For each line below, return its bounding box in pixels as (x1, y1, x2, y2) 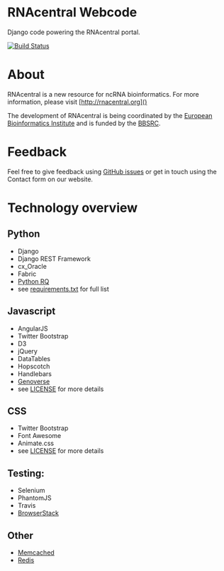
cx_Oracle (17, 262, 47, 270)
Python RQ (17, 277, 50, 285)
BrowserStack (17, 509, 59, 518)
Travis (17, 501, 36, 510)
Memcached (17, 548, 55, 557)
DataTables (17, 354, 51, 363)
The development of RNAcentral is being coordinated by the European (7, 111, 213, 119)
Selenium (17, 486, 45, 495)
